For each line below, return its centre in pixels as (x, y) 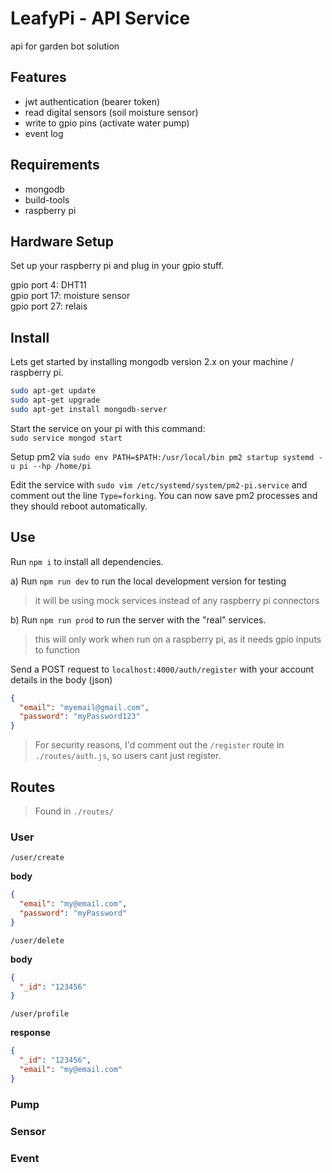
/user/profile (40, 1014)
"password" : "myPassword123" (80, 717)
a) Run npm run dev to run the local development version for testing (148, 581)
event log (44, 133)
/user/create (37, 858)
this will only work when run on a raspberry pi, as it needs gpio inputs (178, 639)
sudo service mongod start (66, 438)
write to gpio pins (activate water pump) (107, 123)
